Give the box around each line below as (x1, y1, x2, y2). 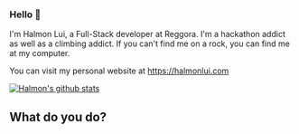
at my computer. (9, 48, 70, 59)
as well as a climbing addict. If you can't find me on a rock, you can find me (9, 38, 291, 49)
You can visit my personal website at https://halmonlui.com (9, 65, 229, 76)
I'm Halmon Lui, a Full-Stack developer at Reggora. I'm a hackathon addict (9, 29, 286, 40)
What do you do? (9, 109, 107, 125)
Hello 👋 (9, 8, 42, 21)
